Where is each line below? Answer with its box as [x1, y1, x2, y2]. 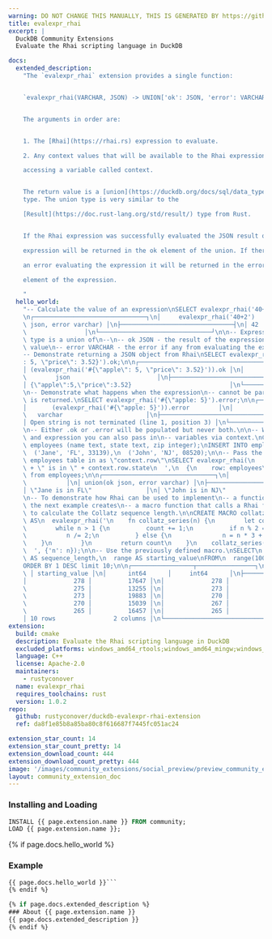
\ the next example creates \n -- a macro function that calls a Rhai [23, 501, 259, 509]
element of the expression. [23, 276, 117, 284]
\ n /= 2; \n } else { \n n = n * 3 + [23, 532, 263, 540]
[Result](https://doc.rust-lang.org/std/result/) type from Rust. [23, 210, 252, 218]
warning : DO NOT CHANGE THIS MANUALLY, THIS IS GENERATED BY [8, 11, 219, 20]
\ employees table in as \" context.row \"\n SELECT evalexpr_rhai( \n [23, 456, 255, 465]
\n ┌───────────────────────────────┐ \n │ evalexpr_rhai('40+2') [23, 313, 255, 321]
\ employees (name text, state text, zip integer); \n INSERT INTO [23, 441, 249, 449]
